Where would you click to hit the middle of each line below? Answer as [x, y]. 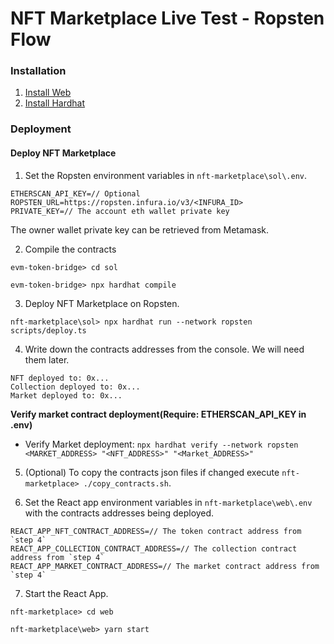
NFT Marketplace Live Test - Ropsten [167, 18]
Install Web [48, 93]
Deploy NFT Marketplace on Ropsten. [102, 303]
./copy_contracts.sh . [127, 483]
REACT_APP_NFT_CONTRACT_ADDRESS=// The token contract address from [156, 531]
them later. [47, 359]
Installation [38, 71]
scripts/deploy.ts [48, 330]
